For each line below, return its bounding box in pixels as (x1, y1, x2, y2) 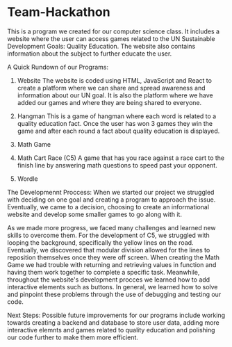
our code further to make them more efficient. (7, 333, 139, 341)
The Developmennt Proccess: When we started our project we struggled (7, 188, 215, 196)
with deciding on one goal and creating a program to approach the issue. (7, 195, 216, 204)
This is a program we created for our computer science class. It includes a (7, 27, 220, 35)
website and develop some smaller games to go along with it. (7, 210, 183, 218)
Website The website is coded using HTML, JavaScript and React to (17, 76, 212, 84)
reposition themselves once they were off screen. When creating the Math (7, 253, 220, 261)
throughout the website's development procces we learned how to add (7, 275, 210, 284)
